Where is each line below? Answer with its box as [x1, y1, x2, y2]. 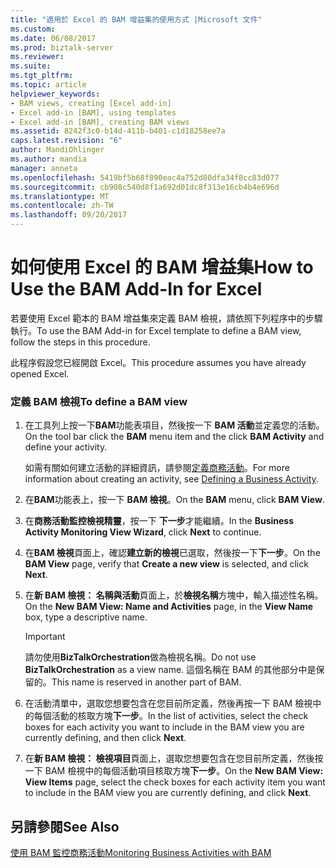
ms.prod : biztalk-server [10, 42, 114, 53]
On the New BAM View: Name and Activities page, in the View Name [24, 601, 314, 613]
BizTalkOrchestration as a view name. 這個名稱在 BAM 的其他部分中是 [24, 664, 317, 676]
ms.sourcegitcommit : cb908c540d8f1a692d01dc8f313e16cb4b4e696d [10, 182, 280, 192]
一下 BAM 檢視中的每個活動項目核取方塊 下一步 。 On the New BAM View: [24, 765, 324, 777]
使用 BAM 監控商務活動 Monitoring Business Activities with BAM [10, 847, 272, 859]
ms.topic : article [10, 80, 87, 90]
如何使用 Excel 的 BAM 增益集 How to [10, 256, 314, 279]
